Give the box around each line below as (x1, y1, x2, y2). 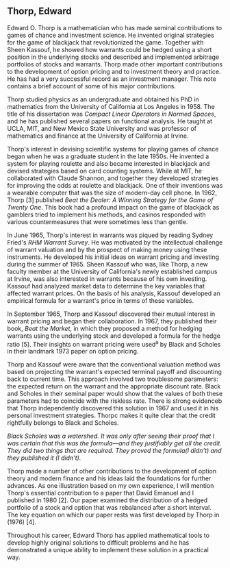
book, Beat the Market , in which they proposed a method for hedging (7, 324, 203, 332)
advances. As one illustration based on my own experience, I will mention (7, 482, 214, 490)
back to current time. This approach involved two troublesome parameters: (7, 375, 219, 383)
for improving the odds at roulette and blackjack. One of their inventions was (7, 181, 223, 189)
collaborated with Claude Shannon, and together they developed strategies (7, 174, 219, 182)
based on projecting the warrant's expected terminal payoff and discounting (7, 368, 222, 376)
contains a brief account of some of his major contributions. (7, 82, 177, 90)
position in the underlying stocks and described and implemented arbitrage (7, 53, 220, 61)
